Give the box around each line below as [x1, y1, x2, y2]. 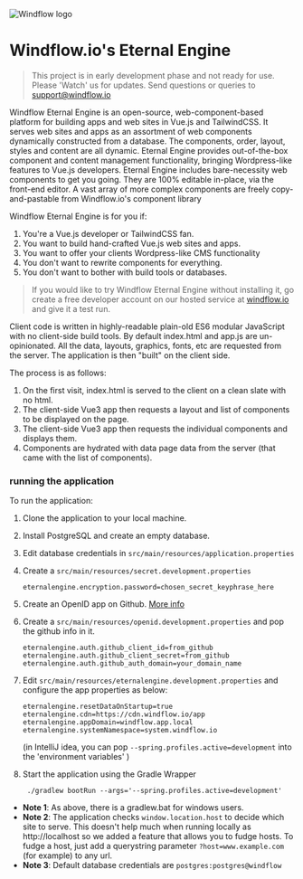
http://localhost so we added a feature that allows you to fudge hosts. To [22, 831, 294, 842]
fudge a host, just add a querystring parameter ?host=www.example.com [22, 841, 285, 852]
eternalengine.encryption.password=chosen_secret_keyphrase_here [22, 583, 274, 592]
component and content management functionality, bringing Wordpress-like [9, 155, 292, 165]
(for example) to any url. [22, 850, 113, 861]
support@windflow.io [31, 89, 111, 99]
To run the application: [9, 496, 93, 506]
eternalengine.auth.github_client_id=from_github [22, 643, 214, 653]
